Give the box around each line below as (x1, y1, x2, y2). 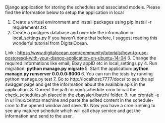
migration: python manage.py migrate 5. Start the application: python (5, 65, 149, 71)
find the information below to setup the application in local (5, 9, 124, 15)
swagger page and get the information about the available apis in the (5, 81, 146, 87)
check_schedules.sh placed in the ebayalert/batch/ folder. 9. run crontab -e (5, 92, 160, 98)
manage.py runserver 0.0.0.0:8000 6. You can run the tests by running (5, 71, 153, 76)
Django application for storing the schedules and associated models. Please (5, 4, 160, 10)
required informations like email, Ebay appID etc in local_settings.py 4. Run (5, 61, 158, 66)
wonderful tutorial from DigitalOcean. (12, 40, 88, 46)
